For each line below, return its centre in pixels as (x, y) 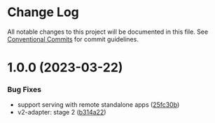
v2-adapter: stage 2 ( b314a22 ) (62, 112)
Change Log (43, 12)
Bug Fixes (25, 90)
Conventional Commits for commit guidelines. (73, 39)
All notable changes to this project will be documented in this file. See (108, 32)
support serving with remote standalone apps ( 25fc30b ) (98, 105)
